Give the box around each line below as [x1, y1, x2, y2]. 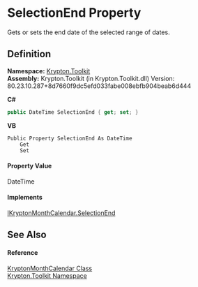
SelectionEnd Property [7, 5, 142, 21]
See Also [7, 229, 47, 241]
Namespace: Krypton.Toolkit [7, 66, 91, 75]
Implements [7, 193, 43, 202]
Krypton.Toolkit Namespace [7, 271, 87, 280]
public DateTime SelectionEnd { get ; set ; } [7, 108, 139, 116]
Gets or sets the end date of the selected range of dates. [7, 28, 170, 36]
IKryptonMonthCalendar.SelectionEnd [7, 209, 116, 217]
